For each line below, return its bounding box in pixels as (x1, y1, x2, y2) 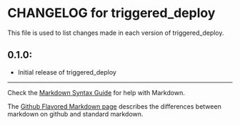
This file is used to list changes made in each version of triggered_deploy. (7, 28, 224, 37)
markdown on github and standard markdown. (7, 109, 144, 118)
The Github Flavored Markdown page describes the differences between (7, 102, 221, 111)
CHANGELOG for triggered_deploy (7, 5, 216, 21)
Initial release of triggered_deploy (17, 67, 116, 76)
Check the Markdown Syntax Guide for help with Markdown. (7, 88, 186, 97)
